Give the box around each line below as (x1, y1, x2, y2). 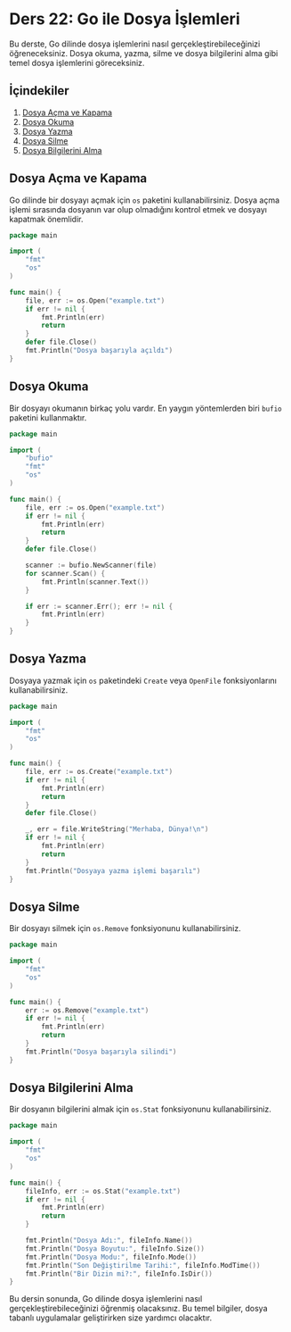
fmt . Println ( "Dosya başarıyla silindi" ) (25, 1047, 177, 1056)
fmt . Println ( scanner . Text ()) (41, 577, 150, 587)
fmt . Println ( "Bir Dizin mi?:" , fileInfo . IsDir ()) (25, 1269, 214, 1278)
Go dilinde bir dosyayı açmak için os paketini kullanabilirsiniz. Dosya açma (9, 195, 280, 205)
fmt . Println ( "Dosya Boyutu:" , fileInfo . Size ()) (25, 1244, 205, 1253)
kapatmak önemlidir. (9, 213, 84, 224)
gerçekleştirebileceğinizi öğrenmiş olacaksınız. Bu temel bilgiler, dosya (9, 1303, 269, 1314)
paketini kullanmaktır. (9, 412, 87, 423)
